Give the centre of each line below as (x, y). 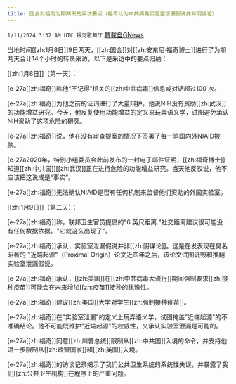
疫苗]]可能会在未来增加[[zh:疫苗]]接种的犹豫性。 (83, 287)
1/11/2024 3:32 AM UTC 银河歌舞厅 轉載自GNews (76, 34)
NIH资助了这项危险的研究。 (47, 121)
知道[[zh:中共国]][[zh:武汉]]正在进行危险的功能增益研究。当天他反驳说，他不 (117, 168)
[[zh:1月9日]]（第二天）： (42, 207)
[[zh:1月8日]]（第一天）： (42, 73)
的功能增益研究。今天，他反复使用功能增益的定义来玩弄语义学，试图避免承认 (118, 112)
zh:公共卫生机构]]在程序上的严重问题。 (74, 373)
